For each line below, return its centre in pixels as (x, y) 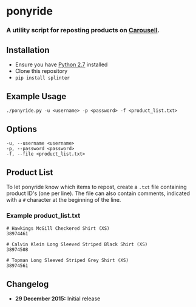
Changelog (28, 284)
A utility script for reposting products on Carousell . (83, 30)
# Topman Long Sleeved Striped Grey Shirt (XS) (68, 260)
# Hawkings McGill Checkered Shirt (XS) (58, 228)
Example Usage (36, 96)
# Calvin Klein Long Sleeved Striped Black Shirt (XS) (77, 244)
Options (22, 129)
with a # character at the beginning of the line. (64, 200)
